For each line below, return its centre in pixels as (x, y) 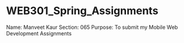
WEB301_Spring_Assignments (82, 11)
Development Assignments (39, 33)
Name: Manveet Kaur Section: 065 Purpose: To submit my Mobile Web (92, 27)
